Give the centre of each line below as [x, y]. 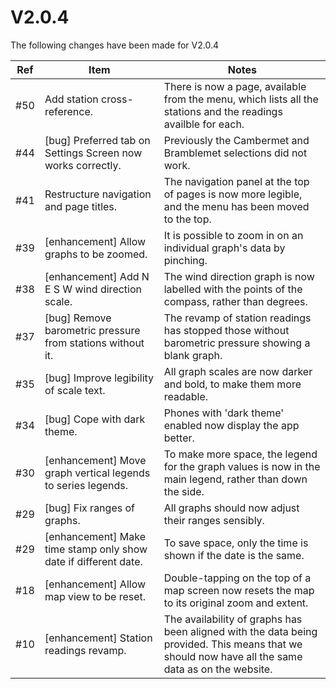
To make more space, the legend [240, 454]
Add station [71, 99]
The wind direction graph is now [239, 276]
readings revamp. [85, 650]
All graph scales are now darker [238, 371]
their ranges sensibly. [214, 520]
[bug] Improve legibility [99, 378]
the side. [184, 491]
